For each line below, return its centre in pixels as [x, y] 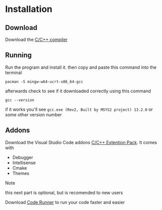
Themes [21, 173]
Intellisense [24, 163]
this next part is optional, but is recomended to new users [64, 193]
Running [19, 55]
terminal [14, 72]
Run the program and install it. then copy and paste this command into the [81, 67]
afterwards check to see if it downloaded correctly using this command [78, 91]
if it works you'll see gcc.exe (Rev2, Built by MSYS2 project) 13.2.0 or [79, 109]
